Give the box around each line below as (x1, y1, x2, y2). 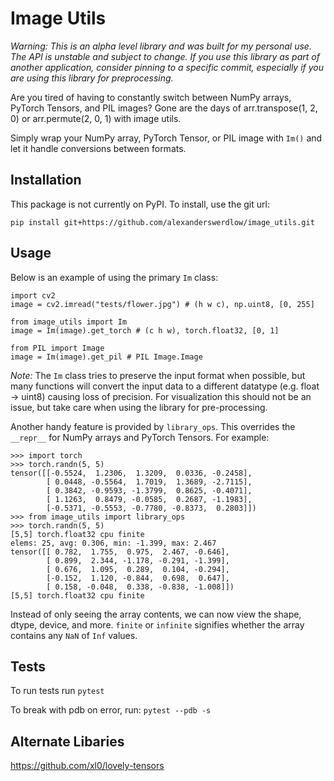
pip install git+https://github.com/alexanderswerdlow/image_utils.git (10, 217, 315, 227)
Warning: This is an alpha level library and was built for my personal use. (10, 40, 312, 52)
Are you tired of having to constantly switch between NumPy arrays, (10, 91, 292, 103)
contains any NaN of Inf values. (10, 629, 138, 641)
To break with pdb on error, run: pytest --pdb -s (10, 704, 212, 716)
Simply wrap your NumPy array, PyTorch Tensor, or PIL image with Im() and (10, 132, 323, 144)
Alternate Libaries (10, 733, 125, 750)
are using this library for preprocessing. (10, 72, 174, 84)
